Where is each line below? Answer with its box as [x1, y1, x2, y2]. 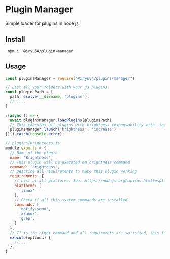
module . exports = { [5, 145, 47, 151]
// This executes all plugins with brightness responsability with [10, 122, 155, 127]
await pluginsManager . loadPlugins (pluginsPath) [10, 118, 112, 123]
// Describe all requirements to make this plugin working [10, 169, 137, 174]
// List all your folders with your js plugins [5, 85, 108, 90]
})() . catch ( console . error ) [5, 132, 62, 137]
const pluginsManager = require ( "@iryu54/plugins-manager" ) [5, 76, 135, 81]
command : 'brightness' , [10, 164, 60, 169]
